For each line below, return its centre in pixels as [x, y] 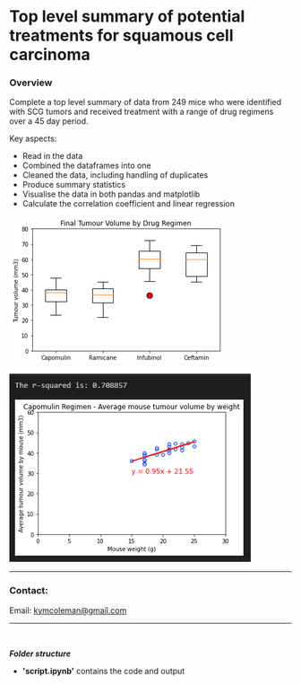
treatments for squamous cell [122, 35]
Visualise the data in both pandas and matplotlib [111, 194]
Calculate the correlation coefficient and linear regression [129, 204]
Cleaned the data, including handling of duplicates [115, 175]
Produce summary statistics [74, 185]
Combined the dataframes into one [86, 166]
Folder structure [40, 654]
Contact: [29, 591]
